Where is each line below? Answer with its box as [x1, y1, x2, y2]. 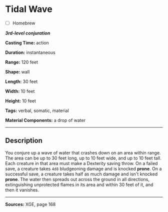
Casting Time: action [5, 40, 49, 45]
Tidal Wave [5, 3, 52, 15]
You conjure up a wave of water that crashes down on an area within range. [5, 149, 161, 155]
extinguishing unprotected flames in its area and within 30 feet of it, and [5, 181, 153, 187]
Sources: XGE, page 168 [5, 201, 56, 207]
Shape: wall [5, 69, 30, 74]
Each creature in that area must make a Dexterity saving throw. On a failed [5, 160, 158, 166]
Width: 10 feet [5, 88, 35, 94]
